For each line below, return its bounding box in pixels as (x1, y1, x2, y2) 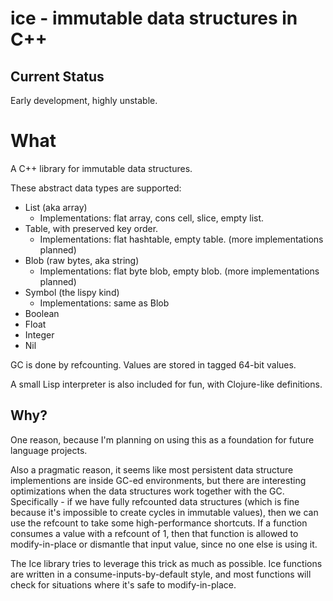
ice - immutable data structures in (10, 7, 298, 30)
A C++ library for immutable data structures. (10, 162, 193, 174)
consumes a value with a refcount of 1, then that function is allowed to (10, 527, 299, 539)
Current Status (10, 68, 105, 85)
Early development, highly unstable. (10, 95, 158, 106)
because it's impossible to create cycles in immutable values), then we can (10, 506, 319, 518)
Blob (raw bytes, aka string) (24, 254, 140, 266)
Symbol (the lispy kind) (24, 286, 120, 298)
